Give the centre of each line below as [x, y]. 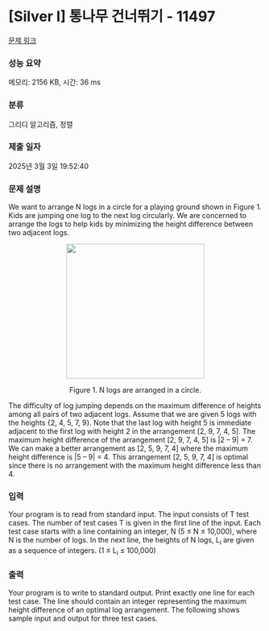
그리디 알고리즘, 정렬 [41, 124]
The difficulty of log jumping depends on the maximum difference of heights [135, 406]
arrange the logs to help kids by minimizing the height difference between [131, 224]
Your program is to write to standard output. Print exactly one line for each [132, 593]
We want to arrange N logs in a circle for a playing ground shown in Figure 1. [135, 207]
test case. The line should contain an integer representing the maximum [128, 601]
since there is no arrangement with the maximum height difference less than [135, 466]
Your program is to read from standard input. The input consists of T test [129, 514]
